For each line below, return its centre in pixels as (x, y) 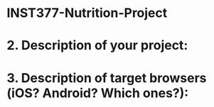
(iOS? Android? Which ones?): (98, 93)
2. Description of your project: (97, 46)
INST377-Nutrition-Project (87, 13)
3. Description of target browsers (107, 78)
